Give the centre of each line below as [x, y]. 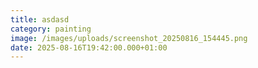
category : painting [51, 29]
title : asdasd [40, 19]
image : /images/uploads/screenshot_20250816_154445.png [129, 38]
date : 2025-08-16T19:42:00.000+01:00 [89, 47]
